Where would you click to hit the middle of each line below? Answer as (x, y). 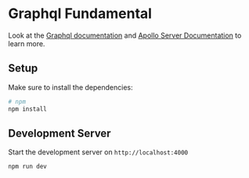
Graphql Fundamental (80, 14)
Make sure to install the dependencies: (70, 87)
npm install (27, 109)
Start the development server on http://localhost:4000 (98, 152)
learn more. (27, 43)
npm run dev (27, 167)
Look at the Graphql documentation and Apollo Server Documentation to (125, 35)
